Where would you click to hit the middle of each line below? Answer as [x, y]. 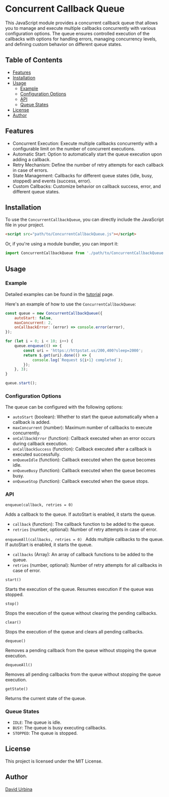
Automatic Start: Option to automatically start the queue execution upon [87, 154]
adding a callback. [32, 159]
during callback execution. [40, 444]
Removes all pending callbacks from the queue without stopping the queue [83, 674]
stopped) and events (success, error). [52, 181]
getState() [17, 689]
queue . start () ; [21, 383]
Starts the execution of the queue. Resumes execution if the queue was [79, 589]
